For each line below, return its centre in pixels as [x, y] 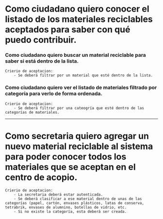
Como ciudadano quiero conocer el [77, 9]
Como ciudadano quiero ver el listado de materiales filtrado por [81, 87]
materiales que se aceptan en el [70, 167]
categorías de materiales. [32, 112]
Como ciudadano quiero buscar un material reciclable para [76, 55]
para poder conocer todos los [66, 157]
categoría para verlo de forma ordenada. [54, 94]
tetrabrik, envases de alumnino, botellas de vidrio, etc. [66, 207]
